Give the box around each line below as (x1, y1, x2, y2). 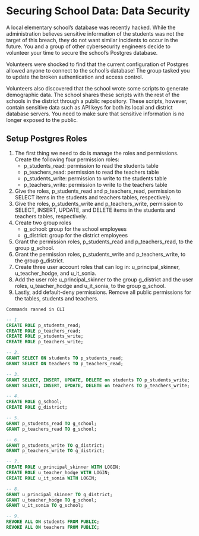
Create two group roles (14, 219, 72, 226)
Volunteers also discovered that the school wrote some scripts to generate (6, 84, 189, 92)
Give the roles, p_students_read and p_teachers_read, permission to (14, 187, 181, 195)
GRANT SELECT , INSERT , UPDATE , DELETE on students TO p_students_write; (6, 377, 190, 383)
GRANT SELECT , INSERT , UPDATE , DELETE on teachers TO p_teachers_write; (6, 383, 190, 388)
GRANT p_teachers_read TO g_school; (6, 426, 97, 432)
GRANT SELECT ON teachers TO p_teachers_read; (6, 361, 124, 366)
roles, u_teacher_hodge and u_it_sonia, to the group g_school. (14, 282, 166, 289)
